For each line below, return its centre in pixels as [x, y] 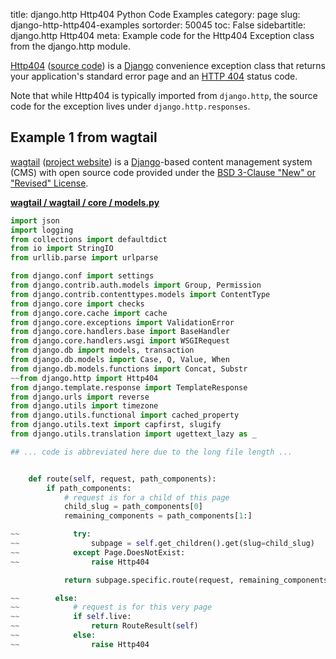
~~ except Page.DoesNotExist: [98, 552]
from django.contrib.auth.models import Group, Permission [136, 285]
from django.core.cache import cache [89, 313]
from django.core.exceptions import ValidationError [122, 322]
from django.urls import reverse [80, 397]
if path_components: [89, 488]
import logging [42, 230]
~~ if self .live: [71, 617]
